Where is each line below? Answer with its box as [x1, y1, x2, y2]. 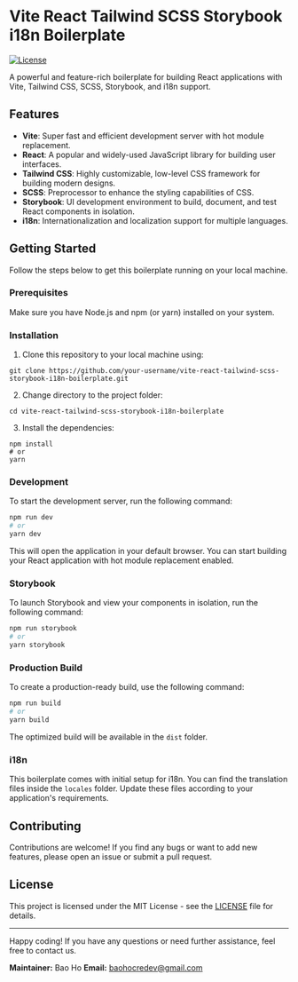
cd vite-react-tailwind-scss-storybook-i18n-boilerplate [9, 407, 224, 416]
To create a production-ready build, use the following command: [9, 682, 245, 693]
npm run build [9, 699, 62, 708]
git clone [9, 367, 46, 376]
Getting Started [9, 242, 97, 257]
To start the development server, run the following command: [9, 495, 233, 507]
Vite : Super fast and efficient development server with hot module [21, 131, 264, 141]
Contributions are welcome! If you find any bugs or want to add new [9, 842, 258, 853]
